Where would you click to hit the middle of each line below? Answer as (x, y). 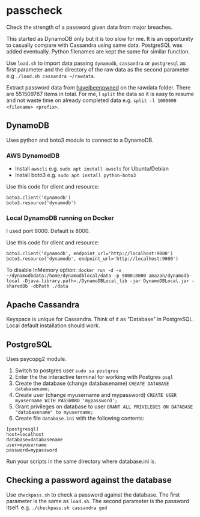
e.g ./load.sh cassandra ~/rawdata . (51, 76)
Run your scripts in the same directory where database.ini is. (81, 461)
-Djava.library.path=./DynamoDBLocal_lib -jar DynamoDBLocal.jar (105, 281)
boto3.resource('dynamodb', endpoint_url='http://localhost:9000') (92, 259)
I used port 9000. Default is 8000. (48, 231)
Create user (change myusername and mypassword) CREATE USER (96, 395)
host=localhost (25, 434)
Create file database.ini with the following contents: (80, 418)
